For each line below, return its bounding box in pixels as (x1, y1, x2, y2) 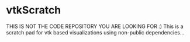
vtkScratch (6, 3, 61, 17)
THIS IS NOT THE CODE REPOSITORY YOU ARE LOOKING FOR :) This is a (6, 23, 184, 30)
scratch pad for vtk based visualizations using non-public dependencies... (6, 29, 185, 36)
